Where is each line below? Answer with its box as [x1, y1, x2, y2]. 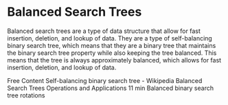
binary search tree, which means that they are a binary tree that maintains [7, 41, 216, 49]
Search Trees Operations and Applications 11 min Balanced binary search [7, 84, 214, 92]
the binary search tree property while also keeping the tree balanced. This [7, 49, 217, 57]
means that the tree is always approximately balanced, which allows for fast [7, 56, 222, 64]
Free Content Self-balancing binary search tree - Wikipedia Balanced [7, 76, 203, 84]
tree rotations [7, 91, 45, 100]
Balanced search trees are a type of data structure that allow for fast [7, 27, 201, 35]
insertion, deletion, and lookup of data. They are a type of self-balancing [7, 34, 213, 42]
